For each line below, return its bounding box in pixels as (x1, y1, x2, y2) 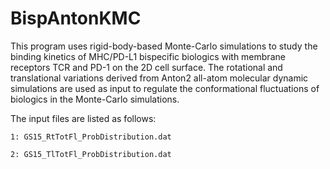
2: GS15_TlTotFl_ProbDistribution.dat (10, 149, 172, 159)
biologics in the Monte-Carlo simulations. (10, 93, 180, 105)
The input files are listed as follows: (10, 112, 157, 124)
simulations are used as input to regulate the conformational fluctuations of (10, 82, 320, 94)
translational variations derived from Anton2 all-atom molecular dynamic (10, 72, 309, 84)
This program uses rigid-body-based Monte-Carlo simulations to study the (10, 40, 318, 52)
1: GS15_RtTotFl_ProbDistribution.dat (10, 132, 172, 142)
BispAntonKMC (10, 7, 142, 30)
